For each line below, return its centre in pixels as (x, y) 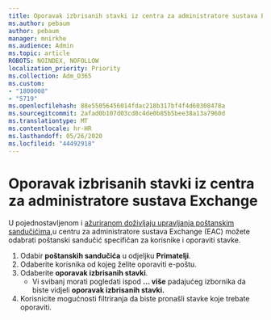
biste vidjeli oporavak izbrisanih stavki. (98, 290)
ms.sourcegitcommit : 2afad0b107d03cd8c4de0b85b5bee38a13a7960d (117, 114)
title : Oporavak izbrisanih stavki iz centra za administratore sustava (133, 16)
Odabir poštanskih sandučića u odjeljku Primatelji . (105, 256)
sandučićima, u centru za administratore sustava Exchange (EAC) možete (129, 232)
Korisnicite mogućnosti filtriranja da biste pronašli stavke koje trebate (135, 299)
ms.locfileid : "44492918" (52, 143)
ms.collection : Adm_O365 (50, 76)
